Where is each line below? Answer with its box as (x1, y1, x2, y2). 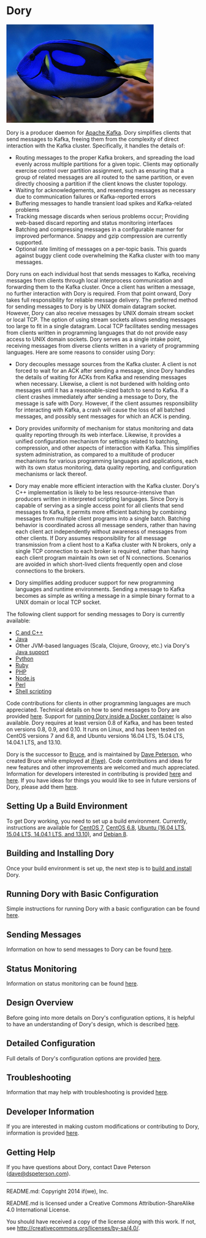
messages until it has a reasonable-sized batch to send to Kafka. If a (15, 386, 189, 394)
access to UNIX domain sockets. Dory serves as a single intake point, (6, 335, 182, 343)
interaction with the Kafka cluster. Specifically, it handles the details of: (6, 142, 185, 149)
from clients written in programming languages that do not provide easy (6, 329, 188, 336)
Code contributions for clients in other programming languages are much (6, 699, 191, 707)
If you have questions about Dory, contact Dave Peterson (6, 1164, 151, 1171)
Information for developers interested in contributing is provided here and (6, 770, 192, 777)
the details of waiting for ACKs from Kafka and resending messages (15, 373, 187, 381)
